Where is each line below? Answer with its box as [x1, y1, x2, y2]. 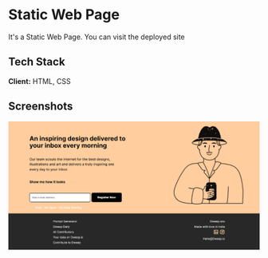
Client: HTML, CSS [8, 76, 71, 85]
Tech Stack [8, 55, 65, 69]
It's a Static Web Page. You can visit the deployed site [8, 32, 185, 42]
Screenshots [8, 100, 73, 113]
